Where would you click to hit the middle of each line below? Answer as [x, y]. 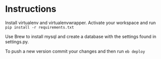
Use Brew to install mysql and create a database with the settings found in [81, 36]
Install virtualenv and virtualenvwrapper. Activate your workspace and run [80, 23]
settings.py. [17, 42]
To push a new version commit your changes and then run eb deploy [75, 51]
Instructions [31, 9]
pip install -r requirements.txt [40, 27]
